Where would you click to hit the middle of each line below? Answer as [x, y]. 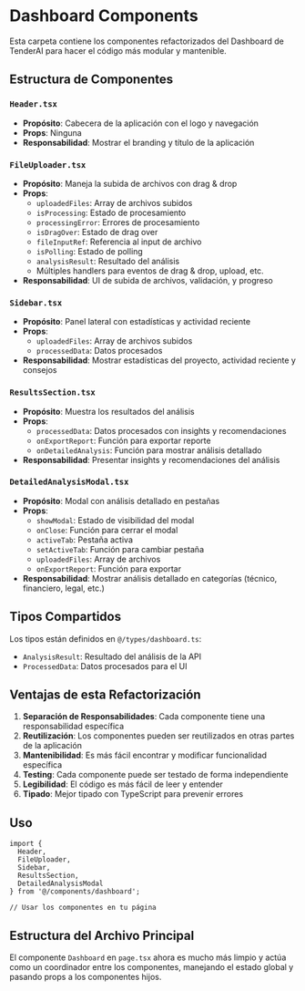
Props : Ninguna [52, 132]
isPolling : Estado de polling [89, 251]
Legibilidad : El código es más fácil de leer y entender [122, 784]
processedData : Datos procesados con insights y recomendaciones [161, 430]
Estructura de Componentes [91, 80]
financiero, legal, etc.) [63, 588]
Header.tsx [33, 104]
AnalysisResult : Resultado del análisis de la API [112, 656]
